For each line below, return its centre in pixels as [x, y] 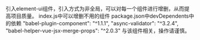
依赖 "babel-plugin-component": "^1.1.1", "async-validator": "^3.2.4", [95, 23]
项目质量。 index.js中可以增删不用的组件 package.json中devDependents [100, 16]
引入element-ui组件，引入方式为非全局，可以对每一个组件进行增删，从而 [95, 9]
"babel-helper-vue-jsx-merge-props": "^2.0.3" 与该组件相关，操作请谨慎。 [98, 31]
